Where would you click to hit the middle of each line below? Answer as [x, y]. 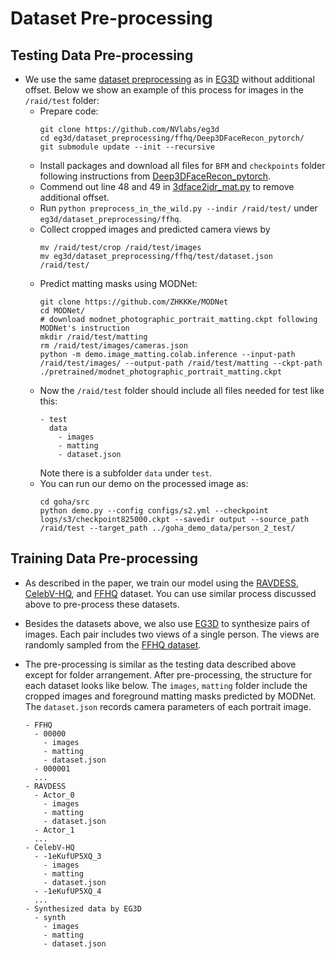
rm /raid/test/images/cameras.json [113, 346]
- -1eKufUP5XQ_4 [68, 891]
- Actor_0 [54, 795]
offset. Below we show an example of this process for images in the [164, 90]
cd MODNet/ [62, 311]
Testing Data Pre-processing [102, 55]
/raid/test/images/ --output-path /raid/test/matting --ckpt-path [181, 363]
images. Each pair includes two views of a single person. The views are [172, 634]
